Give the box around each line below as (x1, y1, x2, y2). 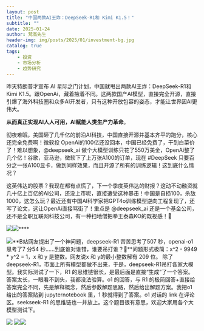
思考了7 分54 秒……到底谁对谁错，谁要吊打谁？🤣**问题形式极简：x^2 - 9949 (6, 245, 197, 253)
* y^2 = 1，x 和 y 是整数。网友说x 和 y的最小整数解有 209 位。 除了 (6, 253, 174, 261)
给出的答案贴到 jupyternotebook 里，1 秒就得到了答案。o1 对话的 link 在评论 (6, 291, 195, 298)
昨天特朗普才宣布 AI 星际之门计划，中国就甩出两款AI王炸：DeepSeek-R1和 (6, 83, 192, 90)
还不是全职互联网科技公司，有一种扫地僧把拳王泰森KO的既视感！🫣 (6, 213, 172, 220)
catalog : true (6, 43, 42, 49)
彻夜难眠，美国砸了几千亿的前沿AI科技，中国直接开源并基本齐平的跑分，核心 (6, 131, 198, 138)
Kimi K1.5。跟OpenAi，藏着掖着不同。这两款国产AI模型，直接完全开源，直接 (6, 90, 197, 98)
